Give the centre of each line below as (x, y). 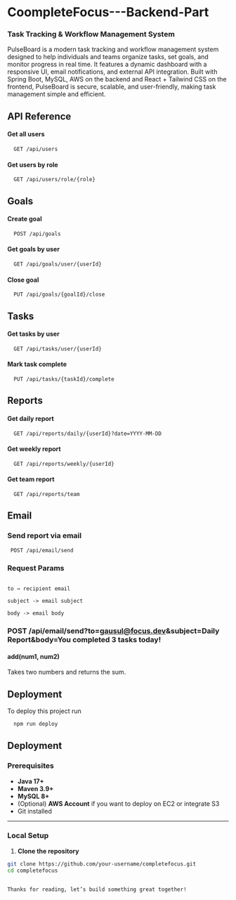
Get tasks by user (33, 334)
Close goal (23, 280)
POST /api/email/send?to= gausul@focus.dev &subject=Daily (113, 631)
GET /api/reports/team (47, 495)
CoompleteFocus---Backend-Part (108, 12)
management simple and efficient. (57, 94)
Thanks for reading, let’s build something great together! (97, 889)
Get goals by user (33, 249)
